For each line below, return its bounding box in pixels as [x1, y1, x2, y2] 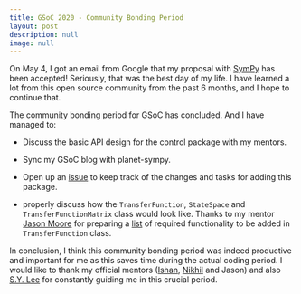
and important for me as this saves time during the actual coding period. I [9, 255, 283, 266]
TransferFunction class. [22, 228, 112, 239]
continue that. [9, 92, 61, 103]
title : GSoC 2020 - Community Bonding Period [9, 13, 183, 23]
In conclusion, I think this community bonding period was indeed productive [9, 245, 292, 256]
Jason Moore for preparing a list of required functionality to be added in [22, 218, 291, 229]
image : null [9, 38, 54, 48]
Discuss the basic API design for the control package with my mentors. [22, 137, 287, 147]
